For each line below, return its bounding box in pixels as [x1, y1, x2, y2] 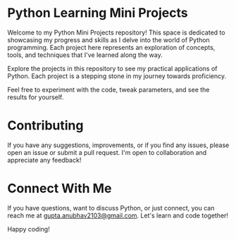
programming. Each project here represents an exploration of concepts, [7, 43, 216, 51]
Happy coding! [7, 225, 51, 233]
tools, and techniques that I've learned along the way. [7, 51, 163, 59]
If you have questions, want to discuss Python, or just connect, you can [7, 203, 215, 212]
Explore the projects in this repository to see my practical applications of [7, 64, 218, 72]
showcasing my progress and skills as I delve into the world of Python [7, 35, 210, 44]
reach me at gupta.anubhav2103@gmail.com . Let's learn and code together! [7, 211, 229, 220]
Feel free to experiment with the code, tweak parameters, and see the [7, 85, 210, 94]
